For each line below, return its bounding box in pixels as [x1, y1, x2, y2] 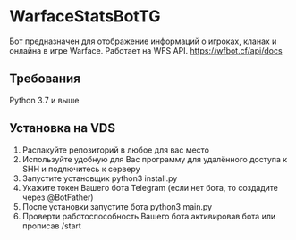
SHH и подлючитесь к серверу [21, 163, 140, 174]
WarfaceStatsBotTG [9, 6, 161, 27]
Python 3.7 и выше [9, 95, 80, 105]
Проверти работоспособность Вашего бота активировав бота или [21, 211, 275, 221]
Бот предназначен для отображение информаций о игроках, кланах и [9, 36, 277, 46]
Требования [9, 71, 80, 87]
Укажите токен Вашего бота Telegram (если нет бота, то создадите [21, 182, 279, 193]
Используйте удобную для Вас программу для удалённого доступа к [21, 153, 288, 164]
